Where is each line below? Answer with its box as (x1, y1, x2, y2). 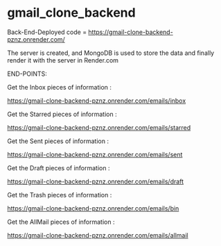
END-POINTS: (7, 69, 47, 78)
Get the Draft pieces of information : (7, 163, 110, 172)
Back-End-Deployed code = (7, 28, 87, 36)
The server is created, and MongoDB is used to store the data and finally (7, 49, 215, 57)
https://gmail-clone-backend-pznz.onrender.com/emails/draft (7, 177, 184, 186)
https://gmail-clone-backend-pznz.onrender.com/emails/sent (7, 150, 183, 158)
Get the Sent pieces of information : (7, 137, 109, 145)
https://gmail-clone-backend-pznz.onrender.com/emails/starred (7, 123, 191, 131)
